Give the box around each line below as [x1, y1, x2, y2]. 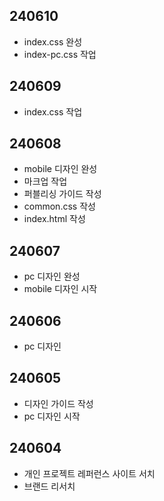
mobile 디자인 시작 [23, 283, 98, 295]
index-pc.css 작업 [23, 48, 97, 60]
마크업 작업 [23, 175, 68, 188]
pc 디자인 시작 [23, 410, 81, 422]
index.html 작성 [23, 213, 86, 225]
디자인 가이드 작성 [23, 397, 94, 409]
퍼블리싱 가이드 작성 [23, 188, 102, 200]
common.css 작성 [23, 200, 96, 213]
